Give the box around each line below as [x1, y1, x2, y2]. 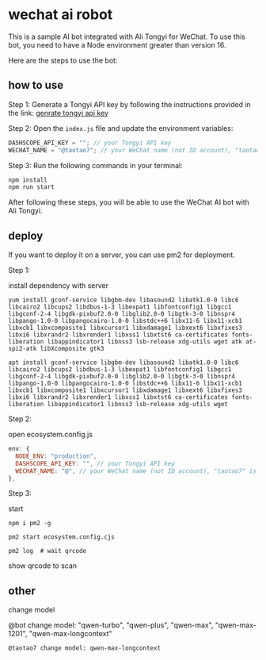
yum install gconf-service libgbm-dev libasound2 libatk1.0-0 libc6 [8, 296, 239, 305]
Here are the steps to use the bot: [8, 56, 118, 65]
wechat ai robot [8, 6, 113, 24]
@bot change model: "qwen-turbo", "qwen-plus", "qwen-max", [8, 620, 214, 630]
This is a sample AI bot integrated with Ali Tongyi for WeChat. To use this [8, 32, 245, 41]
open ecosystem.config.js [8, 430, 93, 439]
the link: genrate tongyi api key [8, 108, 109, 117]
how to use [8, 79, 64, 92]
